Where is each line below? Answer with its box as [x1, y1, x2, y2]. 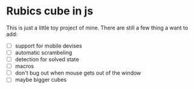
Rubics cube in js [6, 4, 94, 18]
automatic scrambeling [15, 49, 73, 56]
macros [15, 63, 34, 70]
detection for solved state [15, 56, 80, 63]
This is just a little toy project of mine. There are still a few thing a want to [6, 24, 189, 31]
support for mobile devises [15, 42, 83, 49]
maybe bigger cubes [15, 76, 67, 84]
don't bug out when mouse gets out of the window [15, 69, 141, 76]
